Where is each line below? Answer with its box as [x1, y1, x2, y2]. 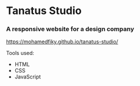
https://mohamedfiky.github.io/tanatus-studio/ [6, 38, 119, 45]
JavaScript [14, 73, 41, 80]
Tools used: [6, 50, 34, 57]
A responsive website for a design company [6, 25, 134, 33]
